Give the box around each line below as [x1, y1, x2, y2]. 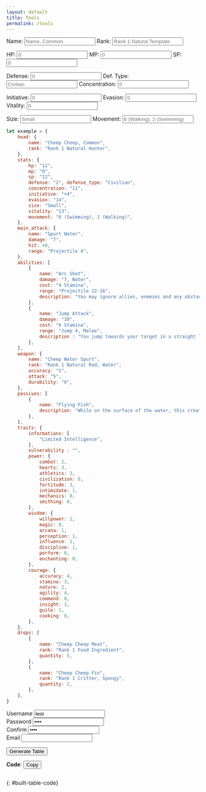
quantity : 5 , [39, 652, 72, 659]
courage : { [28, 567, 56, 573]
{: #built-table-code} [6, 779, 59, 786]
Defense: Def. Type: [6, 72, 129, 80]
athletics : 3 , [39, 470, 75, 476]
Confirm [6, 726, 28, 733]
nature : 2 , [39, 584, 67, 590]
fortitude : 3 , [39, 482, 75, 488]
